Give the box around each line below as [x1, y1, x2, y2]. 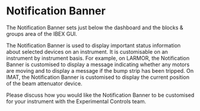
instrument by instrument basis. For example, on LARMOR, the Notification [6, 54, 190, 61]
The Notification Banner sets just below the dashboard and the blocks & [6, 24, 184, 31]
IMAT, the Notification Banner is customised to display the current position [6, 73, 190, 81]
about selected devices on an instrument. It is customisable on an [6, 48, 168, 55]
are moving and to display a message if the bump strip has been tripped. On [6, 67, 194, 74]
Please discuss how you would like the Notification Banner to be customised [6, 91, 195, 98]
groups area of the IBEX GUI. [6, 30, 78, 37]
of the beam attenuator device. [6, 79, 83, 87]
